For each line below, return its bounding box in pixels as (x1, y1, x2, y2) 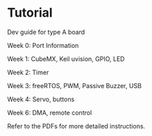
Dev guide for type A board (7, 28, 85, 36)
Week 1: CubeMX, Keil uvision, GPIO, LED (7, 54, 125, 63)
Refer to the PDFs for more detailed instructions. (7, 121, 146, 130)
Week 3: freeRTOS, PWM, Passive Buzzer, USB (7, 81, 142, 90)
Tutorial (7, 5, 53, 21)
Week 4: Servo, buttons (7, 95, 75, 103)
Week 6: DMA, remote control (7, 108, 92, 117)
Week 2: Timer (7, 68, 49, 76)
